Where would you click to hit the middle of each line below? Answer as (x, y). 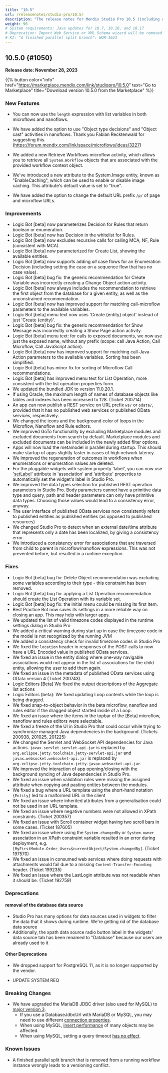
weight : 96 (16, 24)
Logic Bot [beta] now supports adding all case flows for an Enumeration (86, 262)
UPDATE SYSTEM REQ (36, 980)
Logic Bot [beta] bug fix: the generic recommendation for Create (79, 277)
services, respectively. (35, 416)
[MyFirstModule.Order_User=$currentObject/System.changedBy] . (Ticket (86, 848)
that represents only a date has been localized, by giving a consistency (85, 532)
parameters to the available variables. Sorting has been (84, 357)
